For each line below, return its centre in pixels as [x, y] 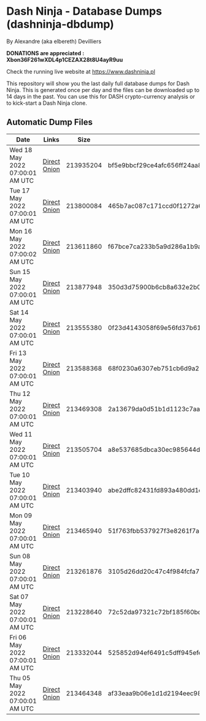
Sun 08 [20, 556]
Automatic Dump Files [50, 122]
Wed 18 [21, 150]
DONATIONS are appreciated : [45, 53]
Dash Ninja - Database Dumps [84, 11]
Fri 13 [18, 353]
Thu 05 [20, 677]
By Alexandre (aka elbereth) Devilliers [54, 41]
